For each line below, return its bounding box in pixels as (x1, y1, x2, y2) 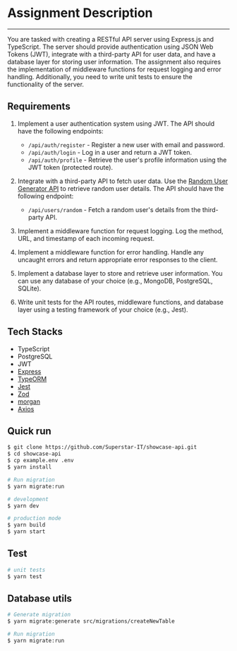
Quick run (7, 425, 51, 437)
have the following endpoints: (17, 127, 104, 135)
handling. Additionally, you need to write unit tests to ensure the (7, 72, 193, 81)
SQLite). (17, 284, 42, 293)
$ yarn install (7, 464, 52, 471)
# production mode (7, 515, 61, 522)
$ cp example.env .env (7, 457, 74, 464)
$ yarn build (7, 522, 46, 529)
